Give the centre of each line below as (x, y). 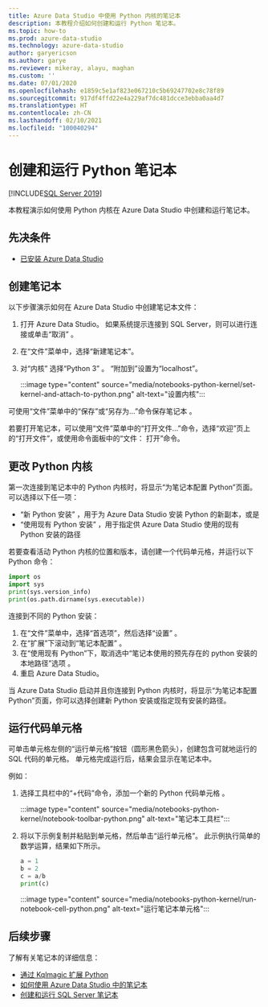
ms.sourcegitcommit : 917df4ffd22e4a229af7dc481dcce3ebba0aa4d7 (116, 98)
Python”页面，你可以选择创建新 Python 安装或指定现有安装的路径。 (120, 700)
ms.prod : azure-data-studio (55, 38)
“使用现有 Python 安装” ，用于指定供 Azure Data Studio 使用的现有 (129, 525)
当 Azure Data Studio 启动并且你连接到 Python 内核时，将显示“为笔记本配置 (133, 690)
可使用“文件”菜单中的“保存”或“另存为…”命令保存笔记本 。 (102, 411)
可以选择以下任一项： (43, 497)
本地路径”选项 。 (47, 663)
